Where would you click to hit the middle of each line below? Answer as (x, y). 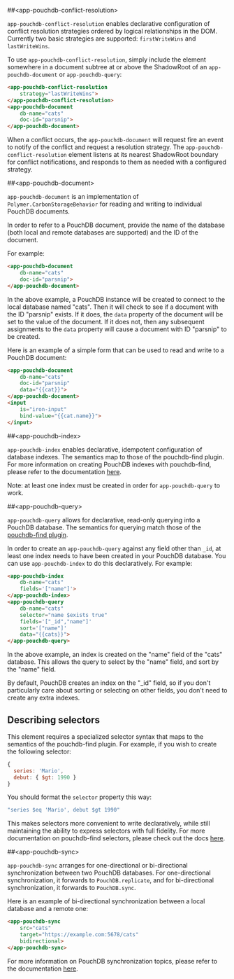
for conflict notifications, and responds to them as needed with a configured (117, 162)
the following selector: (39, 751)
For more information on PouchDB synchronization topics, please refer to (112, 961)
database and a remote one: (48, 909)
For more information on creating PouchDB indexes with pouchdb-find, (109, 464)
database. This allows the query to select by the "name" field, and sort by (113, 662)
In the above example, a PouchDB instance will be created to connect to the (116, 299)
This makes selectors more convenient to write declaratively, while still (109, 824)
